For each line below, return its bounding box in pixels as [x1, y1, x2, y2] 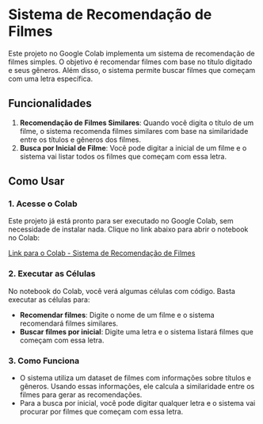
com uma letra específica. [8, 74, 93, 83]
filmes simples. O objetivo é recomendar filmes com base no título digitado [8, 57, 253, 67]
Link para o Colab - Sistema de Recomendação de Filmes [8, 248, 196, 258]
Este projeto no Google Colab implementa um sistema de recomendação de [8, 48, 255, 58]
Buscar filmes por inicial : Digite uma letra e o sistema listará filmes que [19, 327, 253, 336]
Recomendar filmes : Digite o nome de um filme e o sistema [19, 310, 215, 319]
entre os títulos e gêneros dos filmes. [19, 135, 141, 144]
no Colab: [8, 233, 40, 243]
